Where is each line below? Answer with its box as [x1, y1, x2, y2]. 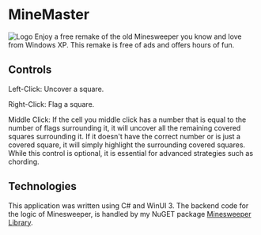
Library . [8, 218, 33, 227]
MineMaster [8, 6, 89, 24]
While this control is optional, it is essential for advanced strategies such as [8, 148, 254, 157]
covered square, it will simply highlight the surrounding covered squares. [8, 140, 246, 150]
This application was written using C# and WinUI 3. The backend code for [8, 200, 249, 210]
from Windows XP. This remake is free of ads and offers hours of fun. [8, 40, 235, 49]
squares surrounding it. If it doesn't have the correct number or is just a [8, 131, 241, 141]
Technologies [8, 180, 78, 193]
